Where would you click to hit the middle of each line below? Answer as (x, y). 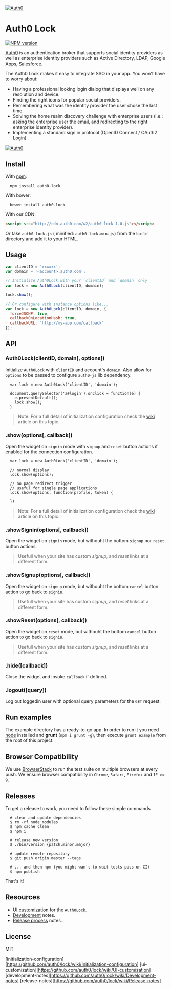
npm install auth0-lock (35, 186)
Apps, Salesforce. (24, 64)
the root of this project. (29, 740)
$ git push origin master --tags (46, 858)
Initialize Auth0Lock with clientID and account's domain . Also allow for (79, 370)
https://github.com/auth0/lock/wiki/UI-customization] (94, 970)
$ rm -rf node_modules (34, 822)
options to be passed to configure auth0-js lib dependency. (68, 375)
